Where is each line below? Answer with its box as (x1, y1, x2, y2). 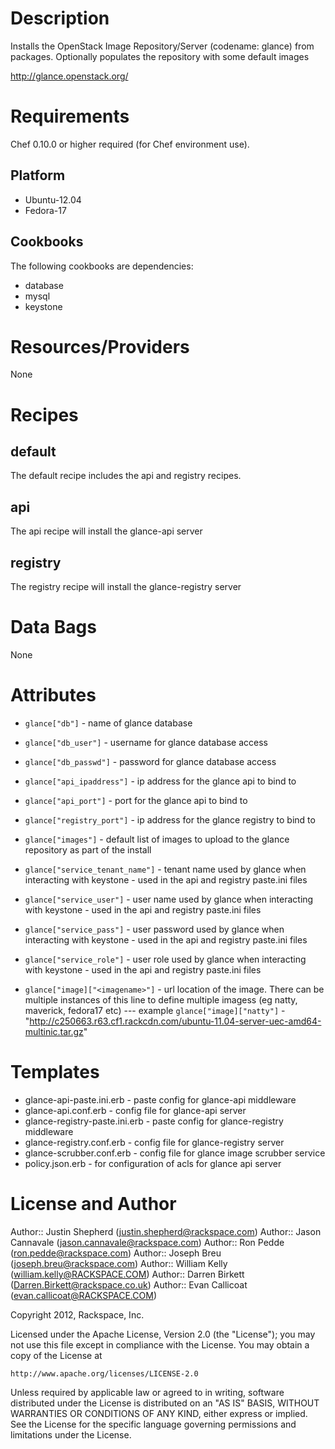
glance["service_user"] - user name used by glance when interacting (24, 893, 314, 905)
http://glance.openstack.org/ (10, 70, 129, 82)
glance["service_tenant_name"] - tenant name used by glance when (24, 863, 307, 875)
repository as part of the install (24, 843, 152, 856)
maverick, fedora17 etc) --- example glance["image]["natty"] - (24, 1004, 286, 1016)
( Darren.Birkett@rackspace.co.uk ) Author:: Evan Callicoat (10, 1278, 248, 1291)
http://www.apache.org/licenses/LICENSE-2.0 (10, 1368, 199, 1379)
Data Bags (10, 616, 97, 639)
